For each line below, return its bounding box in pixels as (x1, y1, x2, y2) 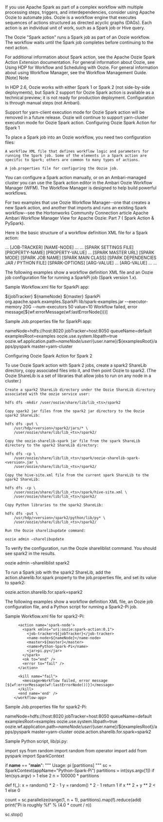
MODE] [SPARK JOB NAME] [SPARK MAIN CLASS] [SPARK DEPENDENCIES (5, 255, 157, 261)
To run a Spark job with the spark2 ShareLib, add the (5, 569, 111, 575)
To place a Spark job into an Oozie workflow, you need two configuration (5, 134, 151, 140)
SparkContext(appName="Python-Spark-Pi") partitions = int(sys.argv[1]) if (5, 768, 155, 773)
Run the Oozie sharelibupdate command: (5, 528, 86, 533)
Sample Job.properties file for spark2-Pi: (5, 704, 87, 709)
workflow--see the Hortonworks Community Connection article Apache (5, 210, 149, 216)
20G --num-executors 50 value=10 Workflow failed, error (22, 304, 138, 309)
